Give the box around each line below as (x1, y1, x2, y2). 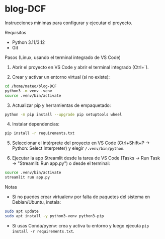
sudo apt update (5, 209, 39, 214)
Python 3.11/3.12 (12, 39, 45, 45)
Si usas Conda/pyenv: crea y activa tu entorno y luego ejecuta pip (12, 222, 149, 228)
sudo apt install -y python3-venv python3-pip (5, 213, 104, 218)
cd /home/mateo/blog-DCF (5, 84, 57, 89)
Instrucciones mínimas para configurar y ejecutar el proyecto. (5, 20, 133, 26)
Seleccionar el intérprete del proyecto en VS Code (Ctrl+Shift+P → (12, 140, 150, 146)
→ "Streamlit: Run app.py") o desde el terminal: (12, 160, 110, 166)
